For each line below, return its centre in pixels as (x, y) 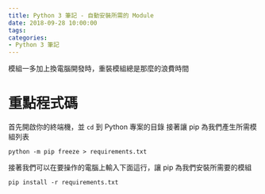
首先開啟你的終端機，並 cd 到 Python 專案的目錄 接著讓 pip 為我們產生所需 (129, 127)
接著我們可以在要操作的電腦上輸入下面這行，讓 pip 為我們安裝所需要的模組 (130, 168)
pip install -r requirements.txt (63, 183)
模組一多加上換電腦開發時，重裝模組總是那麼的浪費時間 (98, 69)
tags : (17, 30)
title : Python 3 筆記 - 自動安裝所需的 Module (81, 15)
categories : (28, 38)
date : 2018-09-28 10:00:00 (53, 23)
